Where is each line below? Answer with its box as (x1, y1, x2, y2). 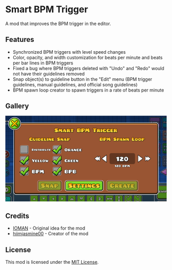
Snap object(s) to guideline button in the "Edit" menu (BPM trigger (12, 76, 153, 82)
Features (5, 35, 34, 44)
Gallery (5, 102, 29, 110)
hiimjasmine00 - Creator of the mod (12, 231, 89, 237)
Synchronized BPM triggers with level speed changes (12, 49, 126, 55)
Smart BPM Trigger (5, 4, 89, 15)
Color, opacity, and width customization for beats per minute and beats (12, 54, 163, 60)
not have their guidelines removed (12, 71, 85, 77)
